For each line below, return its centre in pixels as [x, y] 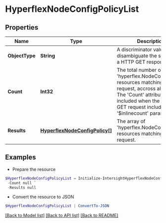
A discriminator [134, 49]
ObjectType [21, 56]
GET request [131, 107]
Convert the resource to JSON [43, 197]
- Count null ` [22, 183]
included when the [138, 101]
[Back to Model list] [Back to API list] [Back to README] [62, 216]
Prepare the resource [34, 169]
